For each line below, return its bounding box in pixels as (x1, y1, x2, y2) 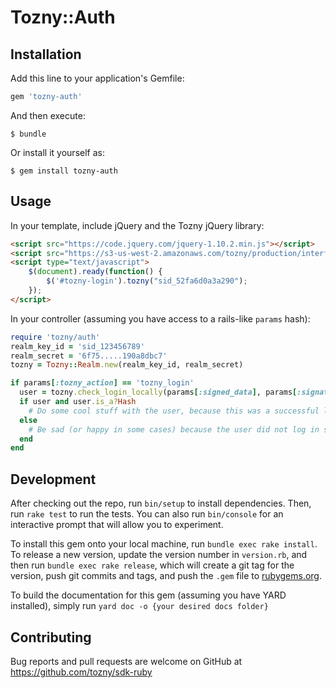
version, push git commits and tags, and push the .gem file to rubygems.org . (10, 570, 323, 582)
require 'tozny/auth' (10, 332, 101, 342)
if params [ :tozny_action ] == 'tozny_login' (10, 378, 195, 388)
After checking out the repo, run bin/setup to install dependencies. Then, (10, 497, 312, 510)
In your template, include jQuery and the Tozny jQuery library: (10, 219, 265, 231)
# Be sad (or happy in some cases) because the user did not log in (28, 424, 320, 435)
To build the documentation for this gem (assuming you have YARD (10, 589, 287, 601)
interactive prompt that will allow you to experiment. (10, 519, 224, 531)
